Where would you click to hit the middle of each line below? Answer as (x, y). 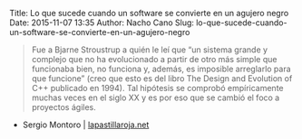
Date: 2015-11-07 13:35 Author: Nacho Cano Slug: (102, 23)
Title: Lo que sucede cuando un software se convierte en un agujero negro (149, 13)
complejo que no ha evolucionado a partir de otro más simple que (154, 59)
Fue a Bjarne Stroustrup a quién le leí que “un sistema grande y (150, 50)
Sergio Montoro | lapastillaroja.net (86, 125)
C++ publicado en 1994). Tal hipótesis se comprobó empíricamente (157, 88)
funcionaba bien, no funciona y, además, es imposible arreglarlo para (161, 69)
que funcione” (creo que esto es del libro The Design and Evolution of (162, 79)
